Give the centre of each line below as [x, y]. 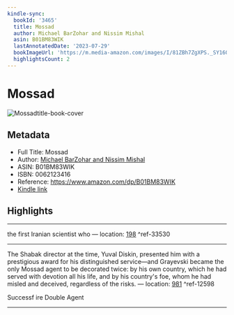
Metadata [29, 135]
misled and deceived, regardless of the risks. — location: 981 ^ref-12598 [111, 284]
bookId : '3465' [36, 20]
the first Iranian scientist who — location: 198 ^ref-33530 [89, 234]
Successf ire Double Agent [46, 298]
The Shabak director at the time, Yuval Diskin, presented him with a [104, 254]
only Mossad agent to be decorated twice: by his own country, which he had [117, 269]
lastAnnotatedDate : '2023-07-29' [62, 46]
